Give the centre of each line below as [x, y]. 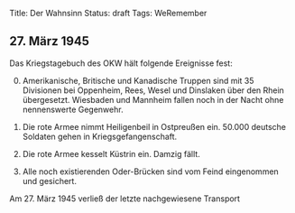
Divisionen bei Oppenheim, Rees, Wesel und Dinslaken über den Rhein [153, 90]
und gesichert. [49, 181]
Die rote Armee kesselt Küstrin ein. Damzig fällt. [111, 153]
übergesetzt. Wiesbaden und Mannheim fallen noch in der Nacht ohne [153, 99]
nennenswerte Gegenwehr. [73, 109]
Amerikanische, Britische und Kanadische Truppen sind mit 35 [138, 80]
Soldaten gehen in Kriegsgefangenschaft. [100, 136]
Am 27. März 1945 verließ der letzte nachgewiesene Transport [125, 199]
